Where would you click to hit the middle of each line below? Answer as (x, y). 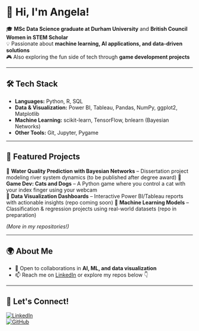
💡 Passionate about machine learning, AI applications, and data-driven (94, 43)
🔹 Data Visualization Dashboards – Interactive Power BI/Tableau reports (95, 196)
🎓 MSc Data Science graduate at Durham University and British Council (97, 28)
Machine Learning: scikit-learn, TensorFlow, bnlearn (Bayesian (92, 120)
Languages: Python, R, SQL (49, 101)
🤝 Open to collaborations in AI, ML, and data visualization (86, 268)
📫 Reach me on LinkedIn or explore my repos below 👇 (81, 275)
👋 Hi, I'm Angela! (48, 12)
